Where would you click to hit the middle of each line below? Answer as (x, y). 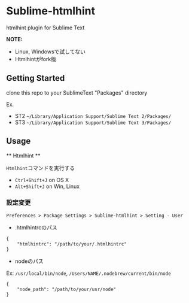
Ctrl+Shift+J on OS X (42, 180)
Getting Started (36, 78)
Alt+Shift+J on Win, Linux (47, 186)
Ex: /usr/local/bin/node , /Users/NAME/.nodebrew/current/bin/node (89, 273)
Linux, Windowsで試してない (50, 51)
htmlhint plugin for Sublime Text (45, 28)
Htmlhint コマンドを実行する (41, 168)
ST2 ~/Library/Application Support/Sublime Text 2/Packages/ (93, 116)
